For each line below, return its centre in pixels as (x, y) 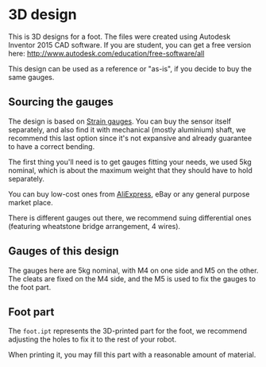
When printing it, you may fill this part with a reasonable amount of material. (132, 355)
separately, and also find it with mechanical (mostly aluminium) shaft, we (127, 129)
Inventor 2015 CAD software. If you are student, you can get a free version (130, 44)
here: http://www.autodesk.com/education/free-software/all (106, 53)
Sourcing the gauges (61, 102)
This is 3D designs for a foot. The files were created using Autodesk (120, 36)
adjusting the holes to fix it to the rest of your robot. (93, 339)
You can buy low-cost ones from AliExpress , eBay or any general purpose (129, 194)
